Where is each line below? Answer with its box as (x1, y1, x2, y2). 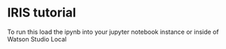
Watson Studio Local (7, 35, 67, 43)
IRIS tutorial (7, 5, 76, 21)
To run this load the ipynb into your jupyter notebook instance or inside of (7, 28, 219, 36)
